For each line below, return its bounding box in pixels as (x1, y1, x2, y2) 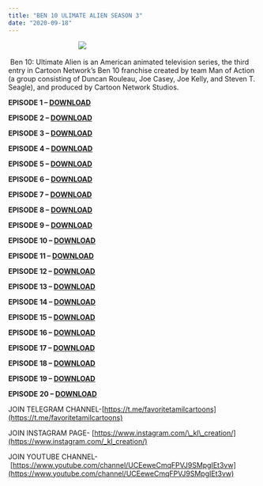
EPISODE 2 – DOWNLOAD (8, 112, 92, 123)
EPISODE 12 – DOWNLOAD (8, 266, 96, 275)
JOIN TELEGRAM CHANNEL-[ (8, 404, 105, 414)
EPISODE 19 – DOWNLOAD (8, 374, 96, 383)
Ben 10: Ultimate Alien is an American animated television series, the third (9, 57, 250, 66)
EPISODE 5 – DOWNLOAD (8, 159, 92, 169)
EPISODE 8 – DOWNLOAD (8, 205, 93, 215)
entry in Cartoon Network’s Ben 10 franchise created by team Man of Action (8, 65, 255, 75)
